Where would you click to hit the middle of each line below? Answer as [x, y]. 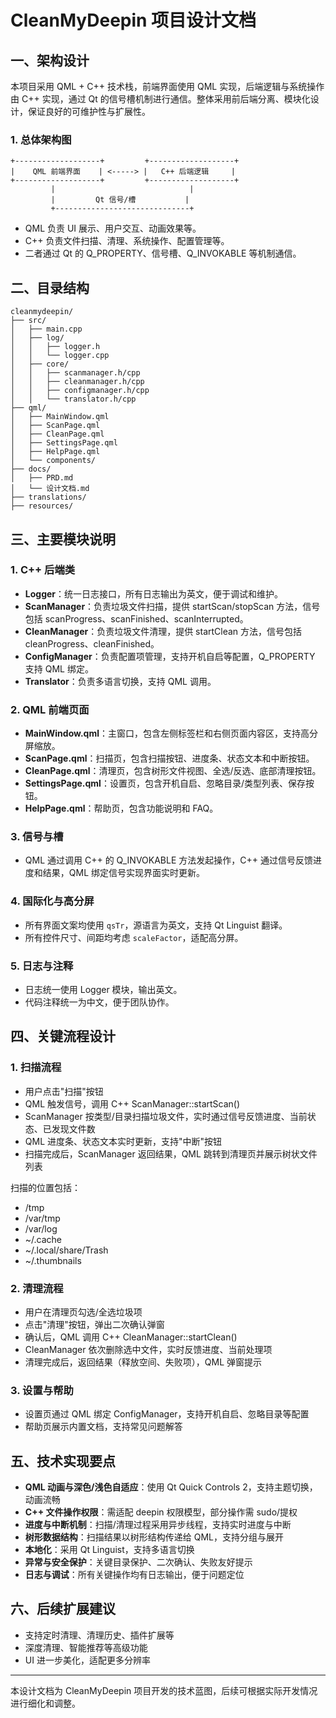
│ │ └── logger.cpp [60, 356]
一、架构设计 [50, 60]
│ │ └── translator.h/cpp [73, 399]
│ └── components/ [53, 461]
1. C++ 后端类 [43, 570]
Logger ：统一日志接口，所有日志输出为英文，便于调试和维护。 [154, 593]
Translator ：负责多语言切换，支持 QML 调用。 [120, 681]
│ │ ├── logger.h [55, 347]
